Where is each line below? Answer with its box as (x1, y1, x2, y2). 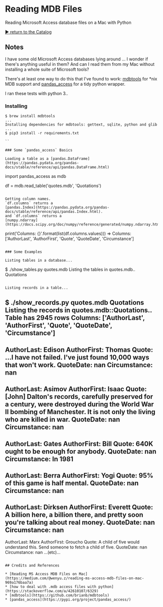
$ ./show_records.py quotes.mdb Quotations (5, 299, 145, 307)
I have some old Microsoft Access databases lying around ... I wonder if (5, 56, 148, 62)
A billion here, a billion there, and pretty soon (5, 511, 144, 519)
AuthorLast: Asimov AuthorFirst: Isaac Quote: (5, 385, 147, 393)
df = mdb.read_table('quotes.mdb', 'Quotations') (5, 183, 102, 189)
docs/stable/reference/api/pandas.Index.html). (5, 209, 103, 214)
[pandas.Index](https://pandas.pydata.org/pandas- (5, 205, 110, 210)
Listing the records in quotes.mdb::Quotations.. (5, 306, 152, 315)
